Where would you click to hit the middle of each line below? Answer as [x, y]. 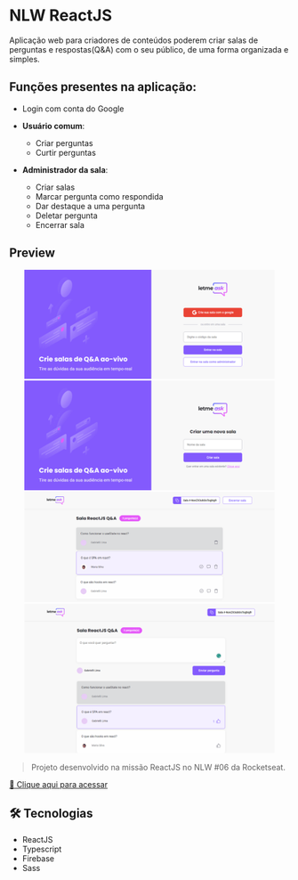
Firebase [38, 858]
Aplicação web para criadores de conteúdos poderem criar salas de [134, 40]
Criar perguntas [64, 143]
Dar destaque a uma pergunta [90, 206]
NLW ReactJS [61, 16]
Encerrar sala [60, 224]
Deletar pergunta [66, 216]
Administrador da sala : [65, 169]
